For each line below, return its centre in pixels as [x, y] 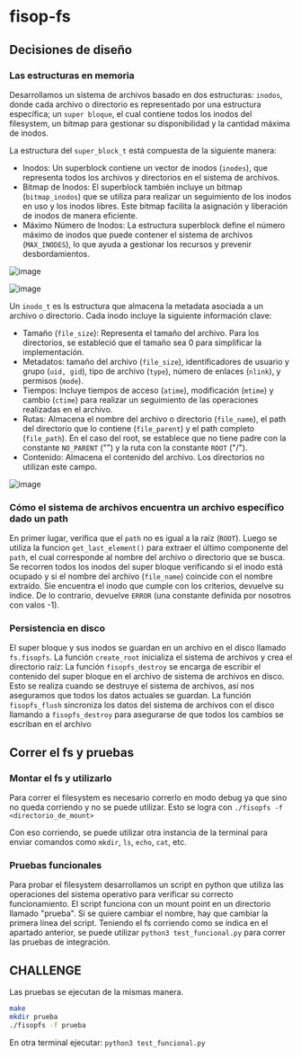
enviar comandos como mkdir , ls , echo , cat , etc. [98, 842]
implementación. [53, 351]
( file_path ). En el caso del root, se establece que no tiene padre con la [154, 438]
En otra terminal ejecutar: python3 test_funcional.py [107, 1042]
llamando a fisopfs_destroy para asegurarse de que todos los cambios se [147, 715]
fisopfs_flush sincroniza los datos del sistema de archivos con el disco [142, 705]
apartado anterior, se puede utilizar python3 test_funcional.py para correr [147, 933]
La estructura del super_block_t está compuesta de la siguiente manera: [143, 150]
